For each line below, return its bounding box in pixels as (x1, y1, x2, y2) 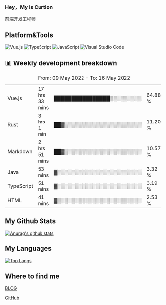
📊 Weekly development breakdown (5, 59, 117, 67)
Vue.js (7, 95, 22, 102)
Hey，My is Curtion (5, 3, 53, 10)
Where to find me (5, 272, 60, 280)
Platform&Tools (5, 31, 53, 39)
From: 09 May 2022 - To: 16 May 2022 (38, 74, 131, 81)
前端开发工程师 (5, 16, 36, 22)
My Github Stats (5, 217, 56, 226)
